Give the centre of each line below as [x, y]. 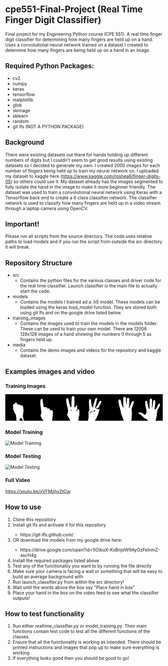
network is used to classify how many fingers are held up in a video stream [83, 203]
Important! [22, 224]
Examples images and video [50, 372]
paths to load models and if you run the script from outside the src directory [84, 242]
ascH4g [28, 555]
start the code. [35, 291]
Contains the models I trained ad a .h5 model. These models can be [90, 302]
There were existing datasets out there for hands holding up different [77, 155]
